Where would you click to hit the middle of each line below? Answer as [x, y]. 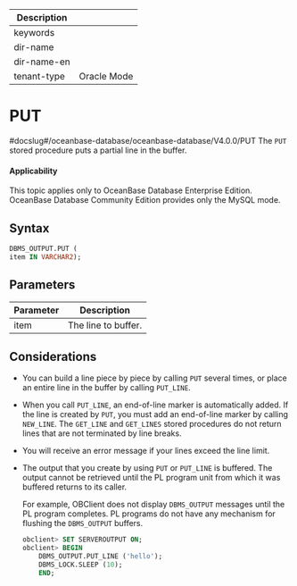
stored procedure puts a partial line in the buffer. [98, 150]
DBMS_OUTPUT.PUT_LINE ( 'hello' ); [101, 557]
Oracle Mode [106, 76]
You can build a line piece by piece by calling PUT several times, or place [155, 378]
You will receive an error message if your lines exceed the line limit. [146, 451]
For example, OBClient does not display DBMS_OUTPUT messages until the [153, 505]
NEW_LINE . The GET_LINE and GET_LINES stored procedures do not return [152, 424]
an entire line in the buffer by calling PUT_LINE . [107, 388]
